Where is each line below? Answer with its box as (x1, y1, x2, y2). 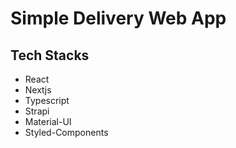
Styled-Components (24, 127, 109, 138)
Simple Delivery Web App (10, 7, 227, 30)
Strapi (24, 105, 50, 117)
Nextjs (24, 84, 52, 96)
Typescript (24, 95, 70, 106)
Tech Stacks (10, 47, 90, 64)
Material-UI (24, 116, 72, 127)
